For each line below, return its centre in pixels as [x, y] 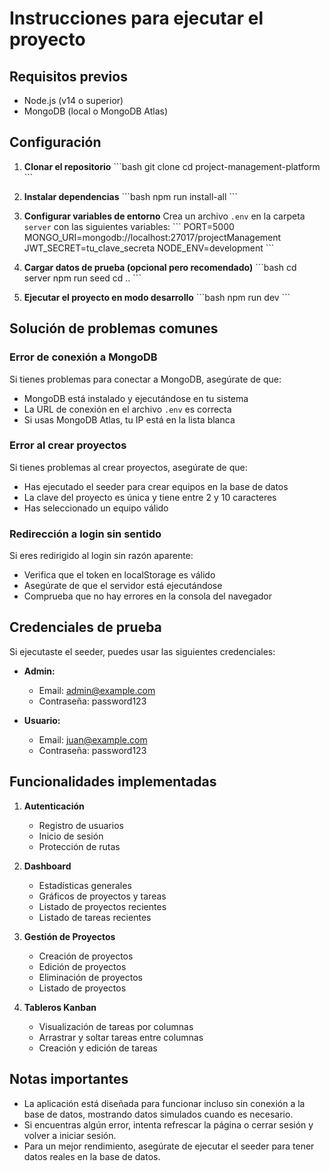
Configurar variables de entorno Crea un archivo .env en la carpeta [164, 216]
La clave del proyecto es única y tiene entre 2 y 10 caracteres [150, 497]
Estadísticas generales [85, 885]
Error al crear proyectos [68, 445]
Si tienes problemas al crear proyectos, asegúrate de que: [128, 467]
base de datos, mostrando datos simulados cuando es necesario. [158, 1114]
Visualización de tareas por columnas [116, 1026]
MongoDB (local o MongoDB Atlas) [96, 111]
